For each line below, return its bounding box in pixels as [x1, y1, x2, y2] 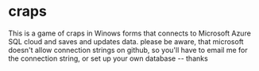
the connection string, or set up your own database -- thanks [8, 54, 208, 63]
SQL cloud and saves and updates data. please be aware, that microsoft [8, 36, 244, 46]
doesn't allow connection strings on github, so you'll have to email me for [8, 45, 248, 54]
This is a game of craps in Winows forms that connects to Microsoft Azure [8, 28, 252, 38]
